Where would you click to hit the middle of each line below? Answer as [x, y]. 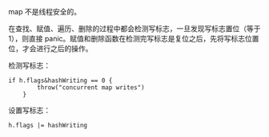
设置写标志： [29, 110]
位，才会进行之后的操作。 [50, 49]
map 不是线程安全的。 [45, 12]
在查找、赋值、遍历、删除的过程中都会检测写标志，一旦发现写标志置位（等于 [134, 29]
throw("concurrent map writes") [91, 88]
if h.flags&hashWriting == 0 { [60, 80]
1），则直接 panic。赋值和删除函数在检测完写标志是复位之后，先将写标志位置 [134, 39]
